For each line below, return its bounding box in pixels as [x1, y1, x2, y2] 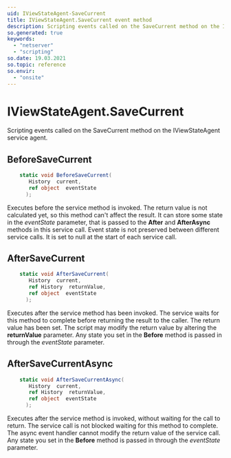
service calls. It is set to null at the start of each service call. [7, 232, 177, 241]
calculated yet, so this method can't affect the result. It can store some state [7, 210, 223, 219]
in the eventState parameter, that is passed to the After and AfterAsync [7, 218, 211, 226]
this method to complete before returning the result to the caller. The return [7, 316, 221, 324]
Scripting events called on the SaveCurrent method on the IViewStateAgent [7, 127, 221, 135]
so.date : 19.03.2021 [7, 55, 67, 62]
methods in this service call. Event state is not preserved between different [7, 225, 220, 234]
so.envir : [7, 67, 36, 74]
